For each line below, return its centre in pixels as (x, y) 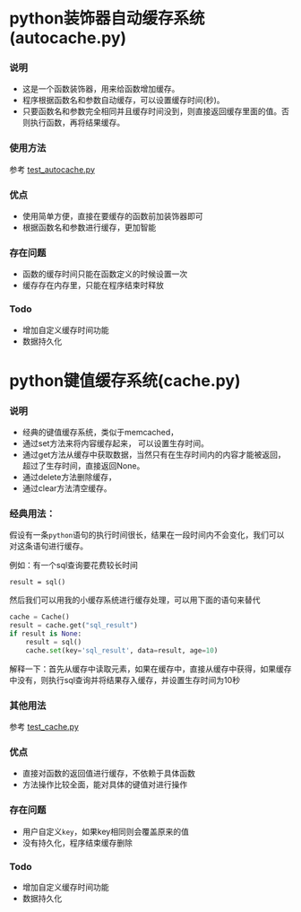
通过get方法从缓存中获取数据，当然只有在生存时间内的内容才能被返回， (154, 455)
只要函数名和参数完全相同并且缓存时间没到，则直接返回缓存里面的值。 (152, 111)
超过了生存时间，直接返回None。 (83, 466)
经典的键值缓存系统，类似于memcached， (100, 433)
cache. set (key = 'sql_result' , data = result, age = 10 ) (122, 650)
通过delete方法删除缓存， (69, 478)
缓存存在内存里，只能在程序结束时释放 (93, 285)
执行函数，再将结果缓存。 (77, 123)
